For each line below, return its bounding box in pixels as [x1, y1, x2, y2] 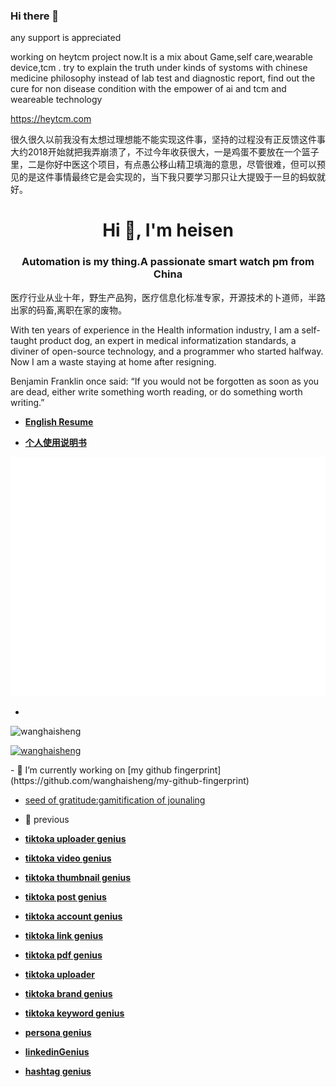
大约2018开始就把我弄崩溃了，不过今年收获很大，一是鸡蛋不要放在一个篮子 [10, 146, 320, 158]
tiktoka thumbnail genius [24, 871, 132, 883]
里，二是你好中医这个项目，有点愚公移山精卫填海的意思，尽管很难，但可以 [10, 159, 317, 171]
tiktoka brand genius [24, 987, 113, 999]
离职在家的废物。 [56, 304, 128, 316]
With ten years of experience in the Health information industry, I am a [10, 324, 300, 336]
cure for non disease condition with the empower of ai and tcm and [10, 83, 287, 95]
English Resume [24, 415, 94, 428]
